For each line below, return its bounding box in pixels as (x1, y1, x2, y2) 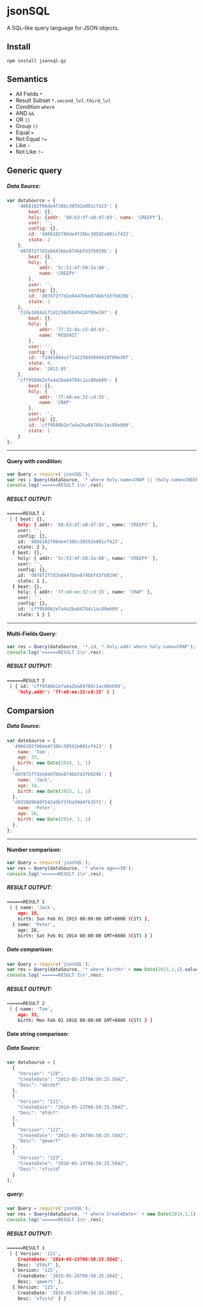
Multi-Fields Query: (7, 630, 57, 638)
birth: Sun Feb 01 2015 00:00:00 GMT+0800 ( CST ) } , (17, 916, 150, 922)
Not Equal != (15, 135, 48, 143)
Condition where (15, 103, 55, 110)
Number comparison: (7, 846, 62, 853)
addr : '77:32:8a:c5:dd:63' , (39, 327, 110, 333)
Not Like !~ (15, 148, 44, 155)
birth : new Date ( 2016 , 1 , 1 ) (17, 760, 91, 766)
